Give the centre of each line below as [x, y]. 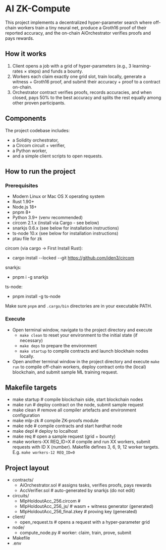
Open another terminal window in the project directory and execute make [86, 361]
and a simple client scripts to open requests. [57, 156]
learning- [141, 66]
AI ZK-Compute [38, 9]
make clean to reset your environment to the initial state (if [79, 335]
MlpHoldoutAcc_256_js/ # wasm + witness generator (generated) [86, 506]
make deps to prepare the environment [58, 345]
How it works [26, 54]
